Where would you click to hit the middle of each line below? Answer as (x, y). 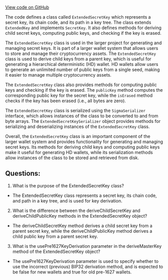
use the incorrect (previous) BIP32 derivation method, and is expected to (88, 266)
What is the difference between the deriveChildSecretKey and (76, 211)
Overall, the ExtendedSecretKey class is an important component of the (78, 136)
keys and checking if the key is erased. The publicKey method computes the (84, 90)
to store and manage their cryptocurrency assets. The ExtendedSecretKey (81, 53)
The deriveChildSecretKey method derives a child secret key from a (82, 226)
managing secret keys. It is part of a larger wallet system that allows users (82, 48)
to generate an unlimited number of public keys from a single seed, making (82, 69)
